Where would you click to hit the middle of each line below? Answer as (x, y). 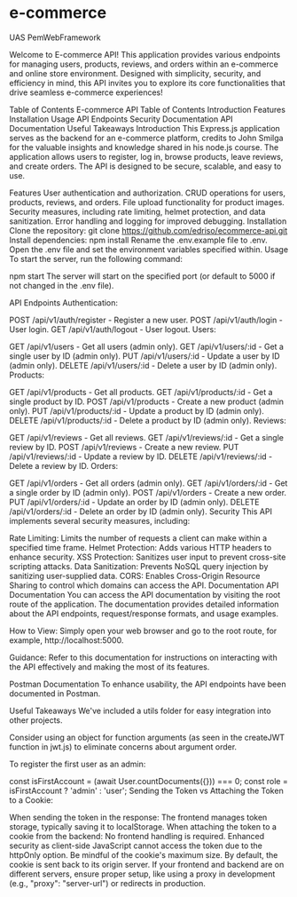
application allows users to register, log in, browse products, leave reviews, (146, 156)
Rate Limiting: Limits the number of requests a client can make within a (138, 538)
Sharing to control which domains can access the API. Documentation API (144, 585)
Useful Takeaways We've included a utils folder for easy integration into (141, 710)
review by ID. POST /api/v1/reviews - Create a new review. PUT (124, 447)
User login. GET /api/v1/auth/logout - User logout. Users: (113, 329)
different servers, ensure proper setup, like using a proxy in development (142, 874)
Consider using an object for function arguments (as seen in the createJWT (147, 737)
